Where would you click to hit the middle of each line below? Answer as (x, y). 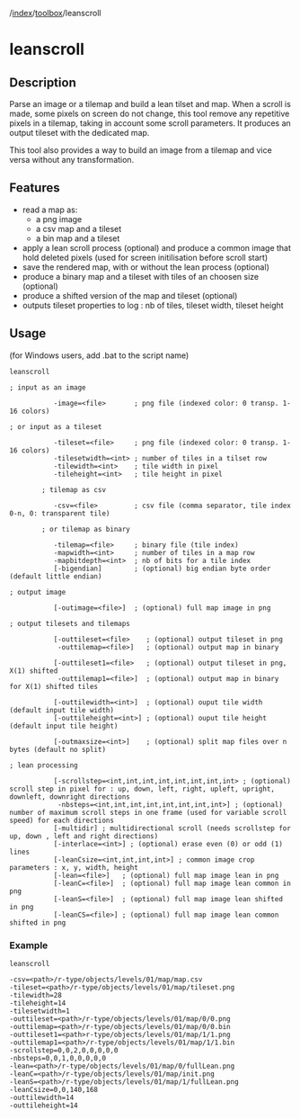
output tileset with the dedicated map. (79, 133)
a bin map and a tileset (78, 238)
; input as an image (48, 387)
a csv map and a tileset (79, 228)
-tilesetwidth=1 (40, 1011)
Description (43, 82)
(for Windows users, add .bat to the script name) (99, 355)
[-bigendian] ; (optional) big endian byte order (162, 568)
